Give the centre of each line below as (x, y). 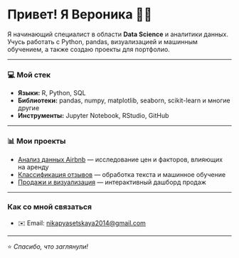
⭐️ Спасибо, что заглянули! (48, 246)
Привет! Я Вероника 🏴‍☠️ (80, 15)
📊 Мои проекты (37, 141)
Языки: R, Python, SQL (52, 93)
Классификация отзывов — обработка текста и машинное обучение (122, 174)
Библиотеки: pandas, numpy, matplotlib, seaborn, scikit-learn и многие (124, 101)
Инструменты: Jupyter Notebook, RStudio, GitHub (93, 116)
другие (28, 108)
